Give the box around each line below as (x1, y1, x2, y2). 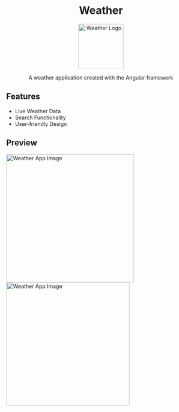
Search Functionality (14, 114, 66, 121)
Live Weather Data (14, 107, 61, 114)
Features (6, 92, 40, 102)
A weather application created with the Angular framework (28, 73, 174, 81)
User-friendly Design (14, 120, 67, 127)
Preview (6, 138, 38, 148)
